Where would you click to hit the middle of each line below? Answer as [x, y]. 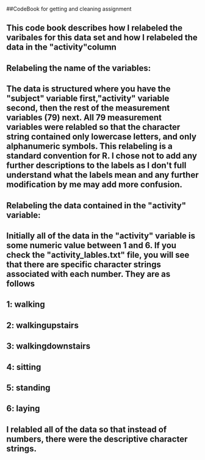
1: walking [26, 305]
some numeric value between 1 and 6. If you [92, 245]
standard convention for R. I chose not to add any [102, 156]
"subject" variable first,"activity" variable [88, 98]
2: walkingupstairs [43, 325]
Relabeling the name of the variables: [79, 68]
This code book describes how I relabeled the [95, 28]
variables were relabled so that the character [93, 127]
